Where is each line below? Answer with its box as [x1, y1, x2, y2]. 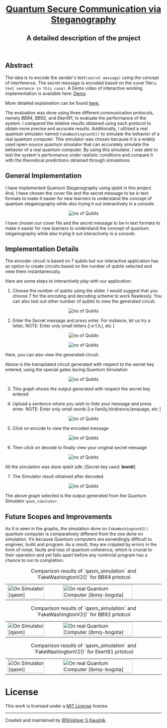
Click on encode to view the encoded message [12, 425, 109, 431]
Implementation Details [5, 245, 79, 253]
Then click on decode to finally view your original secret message [12, 445, 148, 451]
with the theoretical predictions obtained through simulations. [5, 157, 131, 163]
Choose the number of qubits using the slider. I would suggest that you [12, 288, 158, 294]
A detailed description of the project [26, 34, 141, 42]
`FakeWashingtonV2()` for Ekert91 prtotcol [34, 648, 133, 655]
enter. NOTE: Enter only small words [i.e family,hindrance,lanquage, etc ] [12, 406, 162, 412]
